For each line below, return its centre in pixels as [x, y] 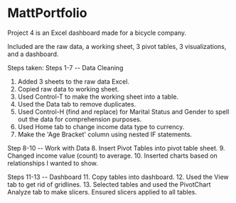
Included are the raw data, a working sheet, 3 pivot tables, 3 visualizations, [117, 46]
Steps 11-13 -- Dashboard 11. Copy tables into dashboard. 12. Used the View [118, 177]
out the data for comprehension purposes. [80, 119]
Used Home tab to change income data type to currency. [101, 126]
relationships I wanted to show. [53, 163]
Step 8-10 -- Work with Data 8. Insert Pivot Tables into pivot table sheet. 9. [116, 148]
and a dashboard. [33, 54]
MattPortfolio [47, 13]
